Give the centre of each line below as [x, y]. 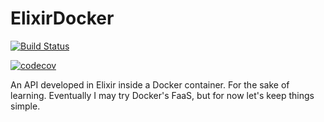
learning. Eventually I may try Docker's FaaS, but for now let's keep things [162, 95]
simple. [25, 106]
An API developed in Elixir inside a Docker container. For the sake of [150, 84]
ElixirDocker [62, 18]
